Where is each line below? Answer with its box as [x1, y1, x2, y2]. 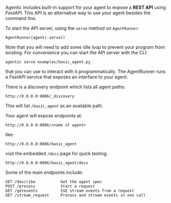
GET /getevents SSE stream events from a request [5, 188, 135, 193]
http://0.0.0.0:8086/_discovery [5, 94, 74, 99]
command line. [5, 15, 37, 21]
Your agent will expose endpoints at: [5, 113, 83, 118]
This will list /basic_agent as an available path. [5, 103, 104, 109]
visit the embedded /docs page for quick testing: [5, 151, 108, 156]
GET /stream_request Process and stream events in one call [5, 193, 146, 198]
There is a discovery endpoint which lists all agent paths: [5, 84, 126, 90]
